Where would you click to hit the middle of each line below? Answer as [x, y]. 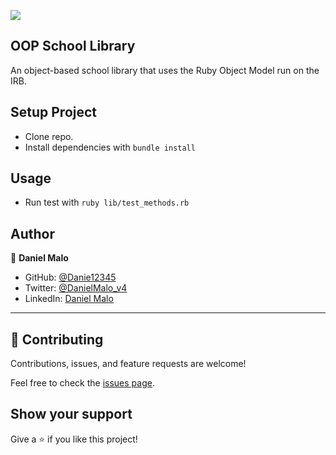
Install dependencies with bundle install [110, 147]
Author [32, 233]
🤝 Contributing [57, 339]
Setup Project [54, 112]
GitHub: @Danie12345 [70, 277]
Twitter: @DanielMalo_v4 [76, 288]
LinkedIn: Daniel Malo [69, 299]
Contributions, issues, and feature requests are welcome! [128, 364]
